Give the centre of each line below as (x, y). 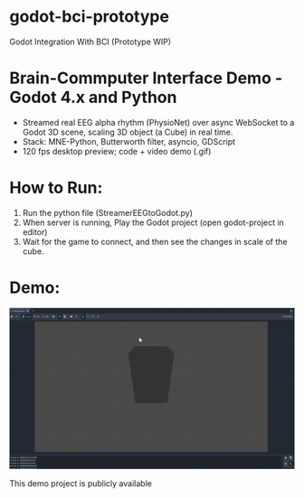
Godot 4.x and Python (93, 98)
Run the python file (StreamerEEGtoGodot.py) (107, 212)
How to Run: (56, 188)
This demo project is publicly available (81, 484)
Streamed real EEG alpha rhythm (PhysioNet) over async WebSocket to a (158, 122)
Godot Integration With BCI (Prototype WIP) (90, 42)
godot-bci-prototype (90, 17)
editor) (35, 231)
